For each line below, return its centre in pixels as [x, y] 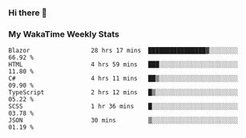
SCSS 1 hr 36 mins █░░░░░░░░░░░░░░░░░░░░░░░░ [123, 107]
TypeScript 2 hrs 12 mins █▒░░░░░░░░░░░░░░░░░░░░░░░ [123, 93]
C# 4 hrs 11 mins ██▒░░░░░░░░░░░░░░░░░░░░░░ [123, 79]
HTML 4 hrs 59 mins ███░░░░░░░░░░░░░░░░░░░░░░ [123, 65]
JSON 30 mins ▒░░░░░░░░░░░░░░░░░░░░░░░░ [123, 120]
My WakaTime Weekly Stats [64, 34]
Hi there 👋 [28, 13]
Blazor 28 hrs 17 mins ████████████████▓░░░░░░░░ [123, 51]
